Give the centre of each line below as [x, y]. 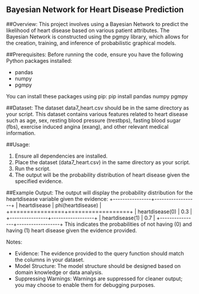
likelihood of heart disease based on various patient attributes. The [88, 30]
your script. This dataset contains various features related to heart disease [97, 114]
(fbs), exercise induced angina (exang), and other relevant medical [87, 126]
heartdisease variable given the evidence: [57, 199]
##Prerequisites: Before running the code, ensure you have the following [95, 54]
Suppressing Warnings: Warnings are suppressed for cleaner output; [98, 279]
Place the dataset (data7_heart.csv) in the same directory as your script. [102, 162]
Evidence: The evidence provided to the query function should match [99, 253]
